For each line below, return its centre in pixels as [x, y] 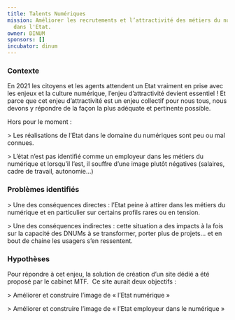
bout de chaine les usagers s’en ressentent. [70, 241]
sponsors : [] [26, 40]
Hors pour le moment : [40, 122]
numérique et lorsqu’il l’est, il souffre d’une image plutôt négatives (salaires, [116, 164]
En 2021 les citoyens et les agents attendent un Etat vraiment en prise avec [115, 86]
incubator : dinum [33, 46]
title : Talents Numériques [47, 14]
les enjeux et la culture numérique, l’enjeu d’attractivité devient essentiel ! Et [116, 93]
